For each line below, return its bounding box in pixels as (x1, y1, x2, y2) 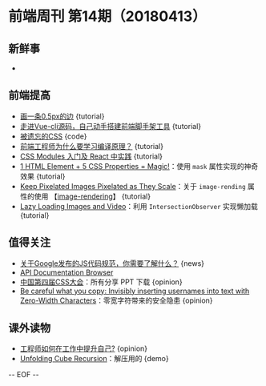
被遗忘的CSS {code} (19, 131, 87, 141)
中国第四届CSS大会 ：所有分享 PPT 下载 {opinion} (19, 277, 183, 287)
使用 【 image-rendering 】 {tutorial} (34, 191, 151, 201)
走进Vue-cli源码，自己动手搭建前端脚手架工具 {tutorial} (19, 121, 202, 131)
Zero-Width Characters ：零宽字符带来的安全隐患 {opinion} (19, 296, 214, 305)
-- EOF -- (8, 370, 40, 380)
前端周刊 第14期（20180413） (8, 7, 207, 26)
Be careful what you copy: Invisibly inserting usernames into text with (19, 286, 250, 296)
